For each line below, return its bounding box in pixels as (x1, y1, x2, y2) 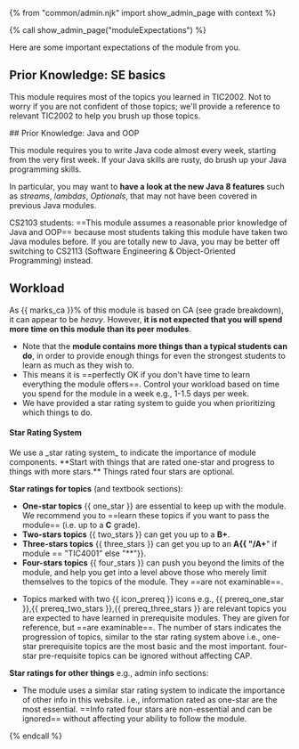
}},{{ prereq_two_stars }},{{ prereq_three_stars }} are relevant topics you (21, 603, 287, 614)
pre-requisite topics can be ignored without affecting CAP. (38, 650, 253, 661)
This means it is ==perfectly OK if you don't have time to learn (21, 369, 251, 379)
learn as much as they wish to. (21, 360, 135, 370)
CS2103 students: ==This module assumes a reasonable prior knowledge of (9, 217, 287, 228)
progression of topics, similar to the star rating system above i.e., (21, 631, 261, 642)
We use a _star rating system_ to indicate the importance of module (9, 447, 256, 458)
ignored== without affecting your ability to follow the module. (21, 712, 247, 724)
